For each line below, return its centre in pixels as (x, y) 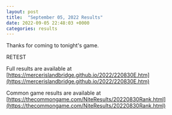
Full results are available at (39, 69)
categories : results (32, 28)
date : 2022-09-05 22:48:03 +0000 (48, 23)
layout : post (22, 12)
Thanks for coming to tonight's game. (52, 46)
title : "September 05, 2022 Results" (55, 17)
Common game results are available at (54, 93)
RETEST (16, 57)
